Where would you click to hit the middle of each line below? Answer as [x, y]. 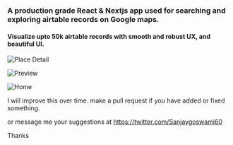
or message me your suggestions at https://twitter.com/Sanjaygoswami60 [115, 122]
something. [24, 108]
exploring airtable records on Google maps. [83, 19]
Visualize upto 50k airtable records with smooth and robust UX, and [109, 36]
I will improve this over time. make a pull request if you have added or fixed [116, 100]
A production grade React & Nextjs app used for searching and [116, 11]
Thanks [18, 136]
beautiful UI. [26, 44]
